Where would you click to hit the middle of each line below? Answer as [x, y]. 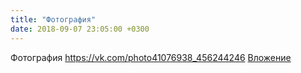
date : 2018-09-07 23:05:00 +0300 [80, 29]
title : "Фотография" [53, 19]
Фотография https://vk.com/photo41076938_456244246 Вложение [151, 57]
